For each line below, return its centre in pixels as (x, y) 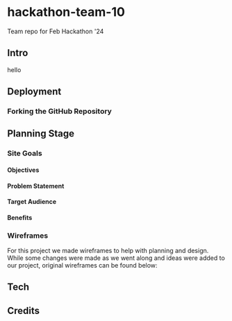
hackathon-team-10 (66, 12)
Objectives (23, 170)
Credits (24, 310)
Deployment (34, 92)
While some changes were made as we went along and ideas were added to (116, 258)
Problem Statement (36, 186)
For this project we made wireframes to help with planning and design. (108, 251)
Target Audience (32, 202)
